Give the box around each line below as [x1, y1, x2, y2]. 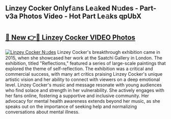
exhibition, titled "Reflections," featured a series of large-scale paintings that [5, 61, 166, 66]
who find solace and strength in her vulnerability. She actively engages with [5, 87, 165, 93]
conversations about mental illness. [5, 109, 80, 115]
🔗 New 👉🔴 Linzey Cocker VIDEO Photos [5, 33, 136, 42]
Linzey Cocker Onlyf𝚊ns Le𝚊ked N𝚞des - [5, 4, 139, 13]
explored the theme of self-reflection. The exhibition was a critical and [5, 66, 153, 72]
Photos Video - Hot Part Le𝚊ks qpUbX [19, 12, 142, 21]
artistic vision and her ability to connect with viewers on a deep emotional [5, 76, 160, 82]
